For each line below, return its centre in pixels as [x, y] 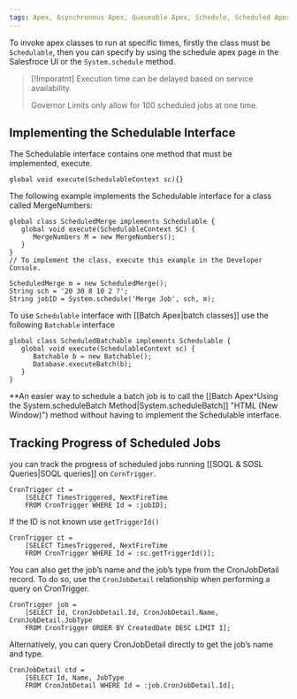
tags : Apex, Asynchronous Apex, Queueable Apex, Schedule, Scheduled [140, 17]
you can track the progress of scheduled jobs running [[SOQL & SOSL [136, 465]
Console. [25, 268]
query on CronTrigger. [49, 588]
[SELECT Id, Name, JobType [75, 678]
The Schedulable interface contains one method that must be [121, 154]
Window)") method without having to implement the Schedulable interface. [145, 415]
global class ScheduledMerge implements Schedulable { [112, 222]
